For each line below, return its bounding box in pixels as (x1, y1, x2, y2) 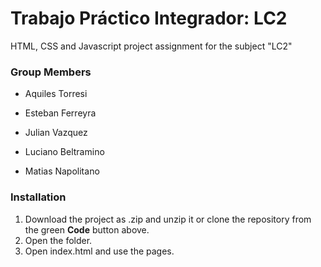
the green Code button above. (24, 223, 150, 236)
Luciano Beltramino (24, 146, 105, 158)
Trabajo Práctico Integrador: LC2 (10, 7, 288, 30)
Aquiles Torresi (24, 88, 88, 100)
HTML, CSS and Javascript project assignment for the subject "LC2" (10, 40, 293, 52)
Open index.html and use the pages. (24, 245, 175, 257)
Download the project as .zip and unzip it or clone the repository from (24, 213, 312, 225)
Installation (10, 190, 67, 204)
